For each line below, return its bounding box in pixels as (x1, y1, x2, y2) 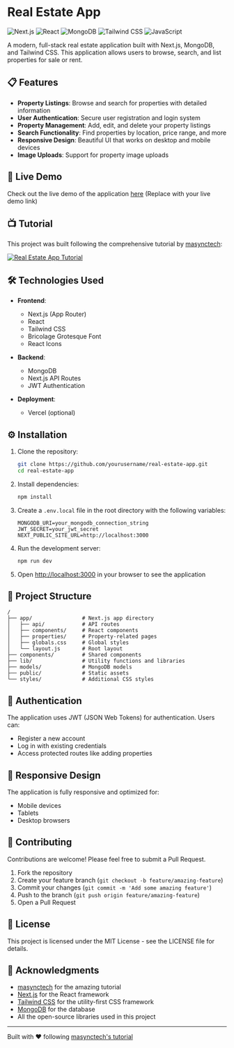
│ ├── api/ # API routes (7, 621, 120, 628)
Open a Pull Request (17, 898, 77, 906)
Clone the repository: (17, 447, 79, 456)
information (17, 106, 51, 114)
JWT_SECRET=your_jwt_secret (17, 525, 99, 532)
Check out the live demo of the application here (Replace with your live (7, 189, 211, 197)
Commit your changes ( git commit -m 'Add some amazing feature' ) (17, 883, 212, 892)
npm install (17, 493, 52, 500)
